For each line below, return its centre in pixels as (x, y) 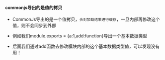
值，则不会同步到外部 (34, 26)
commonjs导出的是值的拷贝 (34, 7)
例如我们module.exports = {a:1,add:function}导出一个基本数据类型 (80, 36)
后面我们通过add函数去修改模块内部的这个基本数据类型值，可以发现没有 (86, 46)
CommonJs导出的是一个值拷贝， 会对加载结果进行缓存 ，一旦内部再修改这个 (86, 19)
